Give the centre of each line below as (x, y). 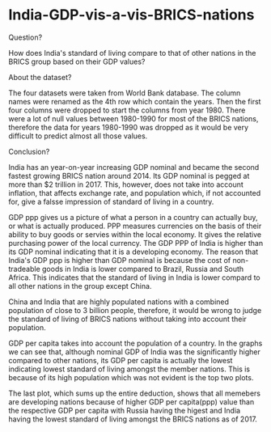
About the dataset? (40, 77)
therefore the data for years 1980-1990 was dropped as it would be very (129, 127)
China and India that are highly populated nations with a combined (119, 302)
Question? (25, 37)
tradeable (24, 269)
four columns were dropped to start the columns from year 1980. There (127, 110)
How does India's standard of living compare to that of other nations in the (132, 53)
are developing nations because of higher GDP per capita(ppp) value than (131, 401)
